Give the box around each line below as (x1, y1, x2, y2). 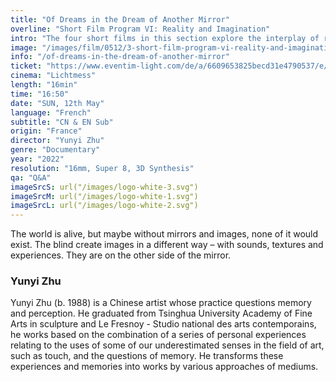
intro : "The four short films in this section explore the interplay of (10, 33, 320, 43)
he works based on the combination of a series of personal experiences (10, 329, 307, 341)
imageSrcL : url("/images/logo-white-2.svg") (10, 201, 199, 211)
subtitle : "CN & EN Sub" (10, 117, 114, 127)
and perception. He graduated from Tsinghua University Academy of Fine (10, 307, 313, 320)
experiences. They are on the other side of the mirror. (10, 249, 232, 261)
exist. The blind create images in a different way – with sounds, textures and (10, 239, 324, 251)
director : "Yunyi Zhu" (10, 136, 105, 146)
